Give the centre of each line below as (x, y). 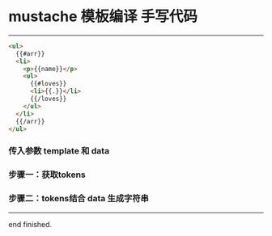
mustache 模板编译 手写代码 (103, 17)
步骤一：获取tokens (47, 175)
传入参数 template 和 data (59, 151)
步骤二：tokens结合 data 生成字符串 (79, 199)
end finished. (30, 224)
